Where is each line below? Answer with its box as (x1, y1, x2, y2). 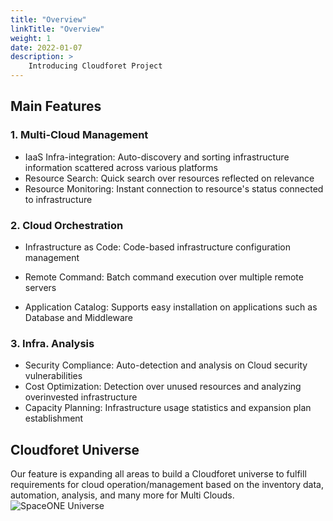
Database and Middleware (24, 311, 133, 323)
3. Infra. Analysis (10, 336, 95, 350)
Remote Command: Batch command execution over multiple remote (24, 271, 304, 283)
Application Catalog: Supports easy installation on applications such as (24, 301, 318, 313)
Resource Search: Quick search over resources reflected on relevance (24, 172, 315, 184)
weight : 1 (10, 33, 52, 43)
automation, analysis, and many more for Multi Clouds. (10, 489, 235, 501)
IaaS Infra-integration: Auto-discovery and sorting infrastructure (24, 151, 290, 163)
